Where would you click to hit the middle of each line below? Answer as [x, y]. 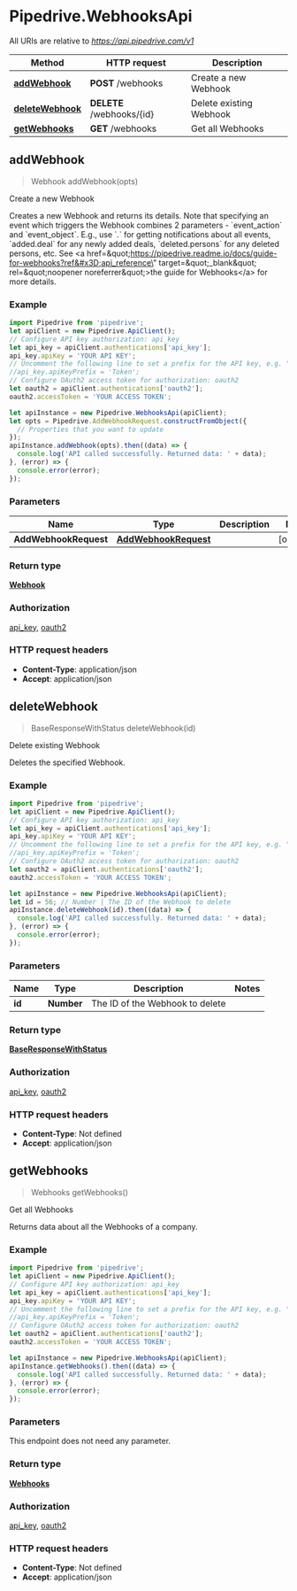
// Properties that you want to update [91, 429]
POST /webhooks [126, 83]
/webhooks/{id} [122, 114]
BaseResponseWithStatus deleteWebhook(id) [113, 728]
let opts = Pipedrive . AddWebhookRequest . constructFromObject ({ [128, 421]
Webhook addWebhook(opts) [84, 181]
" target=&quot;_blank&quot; [205, 262]
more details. [33, 282]
